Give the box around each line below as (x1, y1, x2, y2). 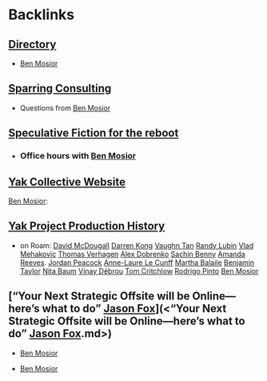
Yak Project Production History (8, 219, 165, 233)
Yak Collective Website (8, 174, 126, 189)
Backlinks (8, 6, 75, 24)
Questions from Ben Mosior (19, 102, 111, 113)
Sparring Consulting (8, 82, 112, 95)
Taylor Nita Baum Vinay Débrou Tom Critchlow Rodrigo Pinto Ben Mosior (19, 266, 259, 275)
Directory (8, 38, 57, 51)
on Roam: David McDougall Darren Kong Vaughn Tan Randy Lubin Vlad (19, 240, 254, 250)
